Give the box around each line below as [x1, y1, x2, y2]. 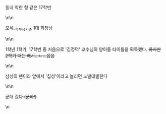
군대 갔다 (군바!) [5, 93, 37, 99]
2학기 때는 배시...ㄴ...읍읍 [5, 52, 55, 59]
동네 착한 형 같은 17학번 [5, 5, 51, 10]
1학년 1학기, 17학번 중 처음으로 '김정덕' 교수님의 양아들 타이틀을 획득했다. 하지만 [5, 46, 161, 52]
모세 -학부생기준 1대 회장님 [5, 25, 53, 32]
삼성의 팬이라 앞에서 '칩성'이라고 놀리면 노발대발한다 [5, 73, 108, 79]
